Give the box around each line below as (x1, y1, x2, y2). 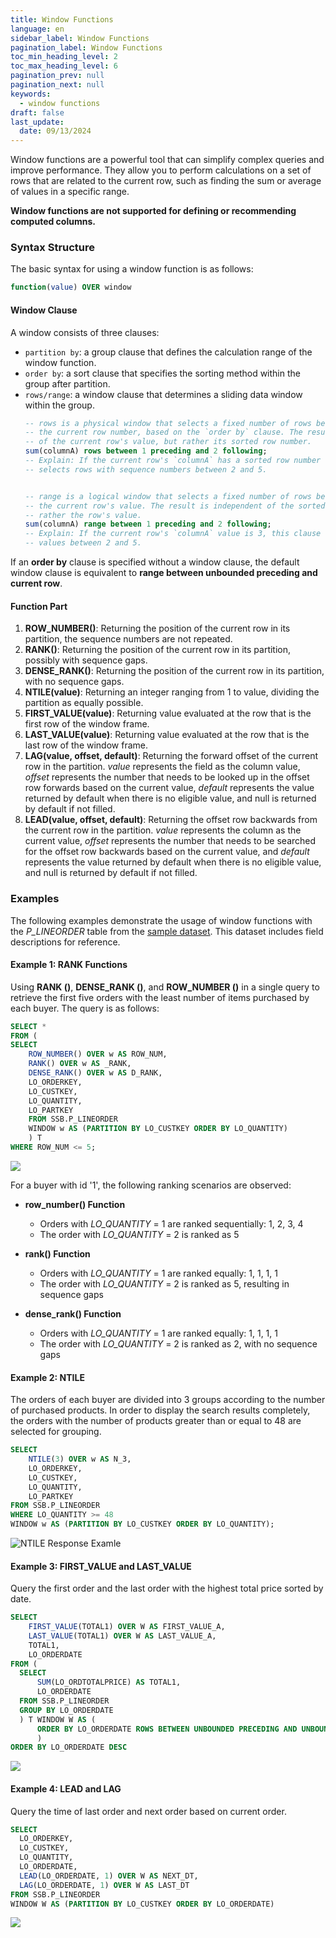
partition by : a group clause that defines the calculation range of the (24, 346, 313, 358)
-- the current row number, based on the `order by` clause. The (24, 427, 303, 438)
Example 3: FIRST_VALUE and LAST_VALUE (10, 1560, 192, 1572)
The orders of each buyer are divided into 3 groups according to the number (10, 1394, 326, 1406)
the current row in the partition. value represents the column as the (24, 824, 302, 836)
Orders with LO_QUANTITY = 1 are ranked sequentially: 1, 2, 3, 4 (39, 1217, 304, 1230)
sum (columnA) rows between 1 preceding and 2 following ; (24, 446, 268, 456)
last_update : (10, 117, 65, 127)
